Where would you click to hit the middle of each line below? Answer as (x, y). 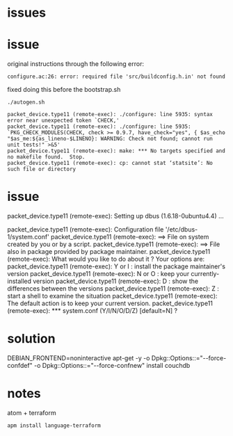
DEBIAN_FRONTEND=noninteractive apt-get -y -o (79, 358)
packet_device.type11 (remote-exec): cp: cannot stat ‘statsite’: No (110, 163)
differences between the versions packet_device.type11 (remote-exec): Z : (113, 289)
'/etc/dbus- (182, 229)
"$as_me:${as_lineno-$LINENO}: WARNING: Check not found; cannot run (110, 139)
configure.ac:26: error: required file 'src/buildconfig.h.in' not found (116, 77)
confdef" (20, 365)
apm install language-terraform (54, 426)
